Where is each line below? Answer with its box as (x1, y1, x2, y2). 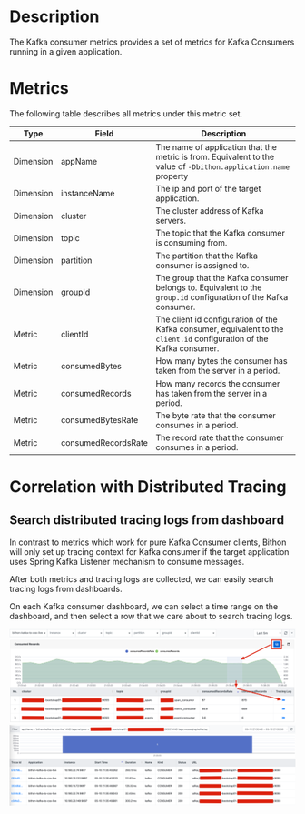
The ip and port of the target (155, 183, 261, 194)
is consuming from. (155, 237, 228, 248)
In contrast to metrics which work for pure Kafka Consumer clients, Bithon (9, 537, 287, 548)
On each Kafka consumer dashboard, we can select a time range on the (9, 600, 279, 611)
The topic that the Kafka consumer (155, 227, 286, 238)
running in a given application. (9, 45, 123, 56)
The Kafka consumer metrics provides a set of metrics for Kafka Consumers (9, 36, 295, 47)
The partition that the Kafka (155, 250, 259, 261)
